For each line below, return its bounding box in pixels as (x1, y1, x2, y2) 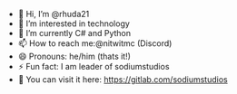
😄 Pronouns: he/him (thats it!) (17, 51, 132, 61)
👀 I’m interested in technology (17, 18, 130, 29)
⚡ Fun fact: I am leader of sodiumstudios (17, 61, 170, 71)
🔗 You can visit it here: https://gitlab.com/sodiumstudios (17, 74, 229, 85)
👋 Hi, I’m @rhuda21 (17, 9, 90, 19)
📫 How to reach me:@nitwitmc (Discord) (17, 38, 173, 49)
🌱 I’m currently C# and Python (17, 28, 132, 38)
